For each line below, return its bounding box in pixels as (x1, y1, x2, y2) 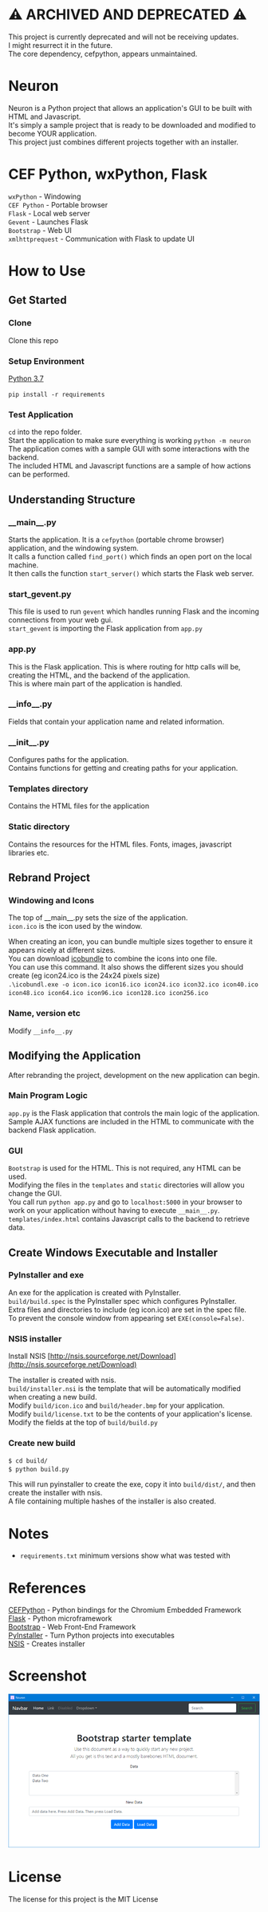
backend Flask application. (8, 1125, 97, 1135)
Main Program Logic (8, 1090, 88, 1101)
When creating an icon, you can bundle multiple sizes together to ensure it (8, 937, 253, 946)
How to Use (8, 262, 86, 280)
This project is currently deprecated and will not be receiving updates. (8, 32, 239, 41)
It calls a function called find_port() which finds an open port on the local (8, 551, 253, 561)
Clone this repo (8, 335, 59, 345)
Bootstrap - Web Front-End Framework (8, 1622, 136, 1632)
